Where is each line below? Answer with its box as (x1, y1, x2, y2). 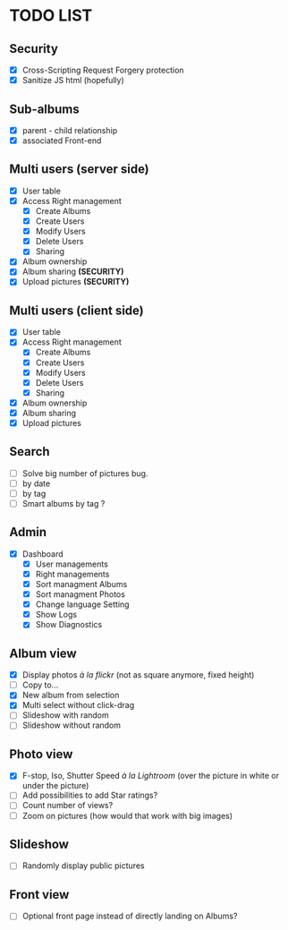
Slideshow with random (21, 710, 109, 721)
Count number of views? (21, 800, 114, 811)
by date (21, 478, 51, 489)
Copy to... (21, 679, 59, 690)
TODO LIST (9, 5, 93, 26)
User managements (35, 559, 109, 569)
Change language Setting (35, 599, 130, 610)
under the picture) (21, 781, 89, 791)
